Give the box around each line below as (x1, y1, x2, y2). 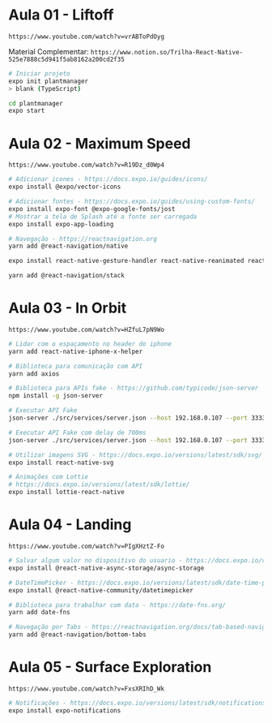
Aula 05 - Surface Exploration (8, 658, 212, 677)
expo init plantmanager (8, 77, 89, 85)
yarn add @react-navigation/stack (8, 272, 125, 280)
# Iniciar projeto (8, 69, 70, 78)
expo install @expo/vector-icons (8, 183, 121, 192)
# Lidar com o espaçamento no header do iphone (8, 339, 172, 348)
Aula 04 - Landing (8, 515, 132, 534)
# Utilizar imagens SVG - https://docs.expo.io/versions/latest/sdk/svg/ (8, 450, 263, 459)
